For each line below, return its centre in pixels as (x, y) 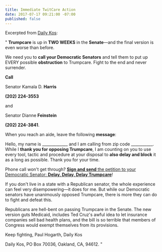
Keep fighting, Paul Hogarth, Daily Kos (44, 235)
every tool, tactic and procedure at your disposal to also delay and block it (81, 155)
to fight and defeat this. (29, 200)
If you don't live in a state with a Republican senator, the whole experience (80, 184)
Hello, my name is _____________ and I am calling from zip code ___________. (80, 144)
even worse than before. (30, 48)
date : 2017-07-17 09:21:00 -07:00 (40, 14)
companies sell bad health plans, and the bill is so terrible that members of (81, 220)
